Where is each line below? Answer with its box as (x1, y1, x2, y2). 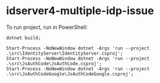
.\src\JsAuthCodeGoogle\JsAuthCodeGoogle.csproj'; (6, 71, 134, 77)
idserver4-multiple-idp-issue (6, 4, 154, 18)
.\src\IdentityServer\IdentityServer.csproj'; (6, 50, 123, 57)
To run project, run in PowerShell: (6, 24, 88, 31)
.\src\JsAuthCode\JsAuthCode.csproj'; (6, 61, 102, 67)
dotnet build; (6, 35, 41, 41)
